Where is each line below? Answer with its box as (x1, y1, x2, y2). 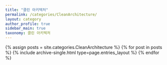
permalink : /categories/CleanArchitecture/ (5, 12, 97, 17)
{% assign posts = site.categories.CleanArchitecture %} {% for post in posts (5, 44, 162, 50)
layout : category (5, 16, 41, 21)
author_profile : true (5, 21, 50, 26)
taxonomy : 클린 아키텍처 (5, 30, 51, 35)
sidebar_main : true (5, 26, 46, 31)
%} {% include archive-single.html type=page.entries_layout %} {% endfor (5, 49, 159, 55)
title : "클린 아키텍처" (5, 7, 48, 12)
